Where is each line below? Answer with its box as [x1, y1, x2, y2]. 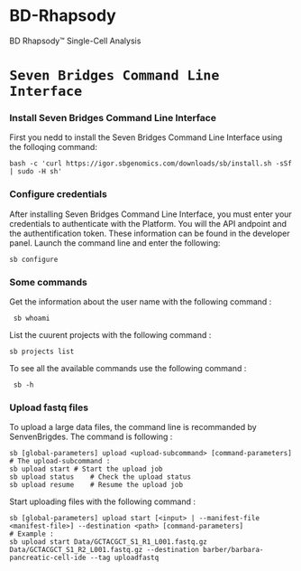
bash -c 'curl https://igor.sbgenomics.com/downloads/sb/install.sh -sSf [9, 159, 293, 168]
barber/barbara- [202, 546, 264, 555]
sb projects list [9, 347, 75, 357]
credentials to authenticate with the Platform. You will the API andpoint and [9, 218, 287, 229]
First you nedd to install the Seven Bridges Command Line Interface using [9, 132, 283, 143]
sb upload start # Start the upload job [9, 464, 164, 474]
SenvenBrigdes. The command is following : [9, 431, 173, 443]
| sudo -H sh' [9, 167, 63, 176]
